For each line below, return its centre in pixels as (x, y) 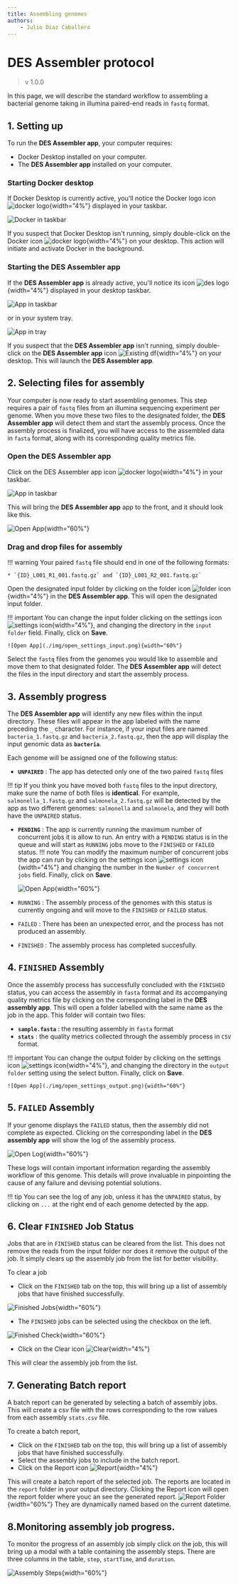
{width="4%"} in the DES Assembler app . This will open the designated (113, 596)
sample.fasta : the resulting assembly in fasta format (96, 1028)
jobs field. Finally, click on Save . (65, 875)
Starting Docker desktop (50, 183)
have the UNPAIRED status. (44, 816)
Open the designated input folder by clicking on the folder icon (99, 589)
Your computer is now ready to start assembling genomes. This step (107, 400)
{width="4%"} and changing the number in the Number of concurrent (119, 867)
